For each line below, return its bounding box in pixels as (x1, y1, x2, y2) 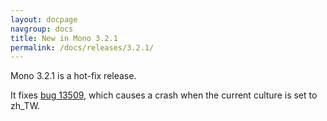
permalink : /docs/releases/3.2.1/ (10, 42, 155, 53)
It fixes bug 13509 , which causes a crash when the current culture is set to (10, 89, 318, 101)
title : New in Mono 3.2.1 (10, 33, 118, 43)
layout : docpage (10, 14, 78, 25)
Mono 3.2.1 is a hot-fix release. (10, 70, 137, 82)
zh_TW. (10, 100, 41, 112)
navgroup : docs (10, 24, 74, 34)
